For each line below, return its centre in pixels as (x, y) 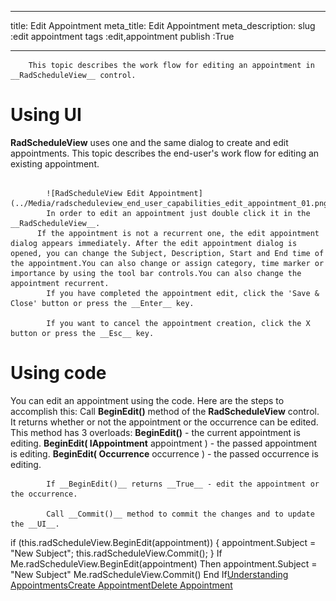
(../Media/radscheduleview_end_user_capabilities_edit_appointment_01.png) (171, 203)
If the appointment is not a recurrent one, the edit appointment (178, 233)
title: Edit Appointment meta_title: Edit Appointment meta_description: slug (163, 25)
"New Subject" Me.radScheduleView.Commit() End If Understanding (149, 574)
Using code (58, 373)
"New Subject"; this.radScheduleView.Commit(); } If (116, 553)
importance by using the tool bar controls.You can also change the (156, 273)
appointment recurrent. (60, 283)
